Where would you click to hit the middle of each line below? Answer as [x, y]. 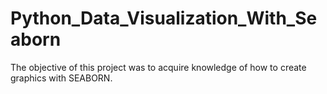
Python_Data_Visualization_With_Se [164, 18]
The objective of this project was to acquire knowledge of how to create [158, 67]
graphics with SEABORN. [61, 78]
